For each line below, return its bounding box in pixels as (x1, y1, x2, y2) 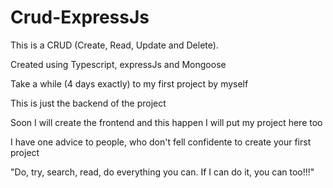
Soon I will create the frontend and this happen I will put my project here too (10, 116, 323, 128)
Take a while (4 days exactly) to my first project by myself (10, 77, 249, 90)
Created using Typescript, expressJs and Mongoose (10, 58, 227, 70)
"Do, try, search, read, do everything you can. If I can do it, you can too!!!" (10, 166, 315, 178)
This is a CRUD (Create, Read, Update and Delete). (10, 39, 219, 51)
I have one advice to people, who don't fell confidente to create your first (10, 136, 312, 148)
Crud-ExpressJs (10, 6, 150, 29)
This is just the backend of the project (10, 97, 167, 109)
